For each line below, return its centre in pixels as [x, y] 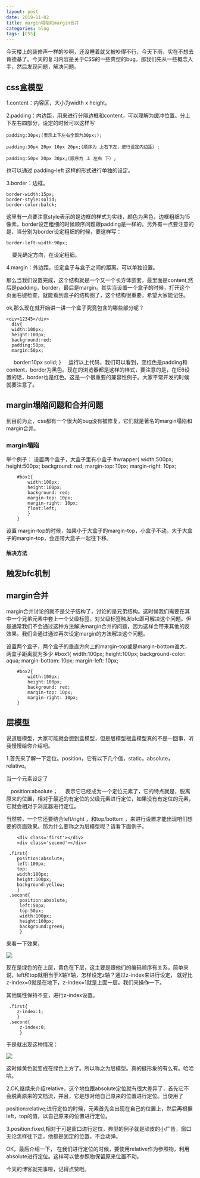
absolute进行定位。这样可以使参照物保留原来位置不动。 [74, 1156]
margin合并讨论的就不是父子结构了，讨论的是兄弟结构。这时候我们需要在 [96, 611]
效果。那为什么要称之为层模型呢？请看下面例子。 [87, 826]
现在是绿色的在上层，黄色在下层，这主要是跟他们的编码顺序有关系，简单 [95, 967]
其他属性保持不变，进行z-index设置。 [52, 995]
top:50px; [32, 911]
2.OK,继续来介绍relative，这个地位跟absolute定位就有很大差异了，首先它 [95, 1088]
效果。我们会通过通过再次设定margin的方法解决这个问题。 [77, 633]
